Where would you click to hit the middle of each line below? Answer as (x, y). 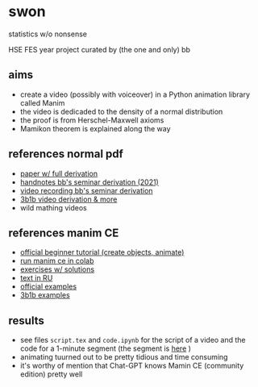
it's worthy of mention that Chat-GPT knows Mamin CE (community (132, 366)
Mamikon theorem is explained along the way (95, 128)
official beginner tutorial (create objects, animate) (102, 252)
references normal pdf (66, 154)
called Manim (42, 102)
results (26, 320)
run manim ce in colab (57, 261)
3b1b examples (45, 295)
